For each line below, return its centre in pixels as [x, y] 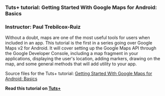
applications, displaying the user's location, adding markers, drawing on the [83, 59]
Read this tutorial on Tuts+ [33, 89]
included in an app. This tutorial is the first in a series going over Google [79, 43]
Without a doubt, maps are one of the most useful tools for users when [78, 38]
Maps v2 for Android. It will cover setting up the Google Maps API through [81, 48]
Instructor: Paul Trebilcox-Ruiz [43, 27]
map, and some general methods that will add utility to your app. [71, 64]
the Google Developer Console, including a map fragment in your [72, 53]
